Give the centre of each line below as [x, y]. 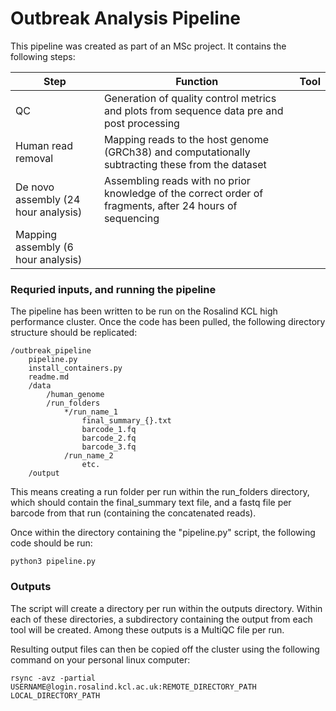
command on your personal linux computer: [100, 659]
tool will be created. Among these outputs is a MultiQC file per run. [147, 629]
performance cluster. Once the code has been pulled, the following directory [168, 322]
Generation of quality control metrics [190, 98]
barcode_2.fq [109, 438]
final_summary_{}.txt [126, 421]
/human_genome [75, 395]
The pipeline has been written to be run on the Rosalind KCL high [144, 311]
